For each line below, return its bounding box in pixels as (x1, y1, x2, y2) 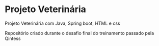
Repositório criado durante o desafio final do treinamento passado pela (5, 30, 154, 36)
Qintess (5, 35, 21, 41)
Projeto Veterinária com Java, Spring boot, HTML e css (5, 20, 120, 26)
